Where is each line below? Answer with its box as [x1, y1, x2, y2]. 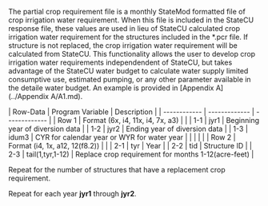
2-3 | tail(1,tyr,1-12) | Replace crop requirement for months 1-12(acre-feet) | [8, 149, 254, 159]
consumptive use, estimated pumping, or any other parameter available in [8, 75, 251, 84]
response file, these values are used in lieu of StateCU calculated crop [8, 24, 241, 33]
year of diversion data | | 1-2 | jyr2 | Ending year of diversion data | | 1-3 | [8, 124, 248, 133]
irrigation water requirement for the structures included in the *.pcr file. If [8, 32, 249, 42]
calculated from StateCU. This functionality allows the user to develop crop [8, 50, 256, 58]
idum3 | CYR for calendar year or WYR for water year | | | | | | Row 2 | [8, 133, 236, 142]
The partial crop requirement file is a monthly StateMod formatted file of [8, 7, 246, 16]
